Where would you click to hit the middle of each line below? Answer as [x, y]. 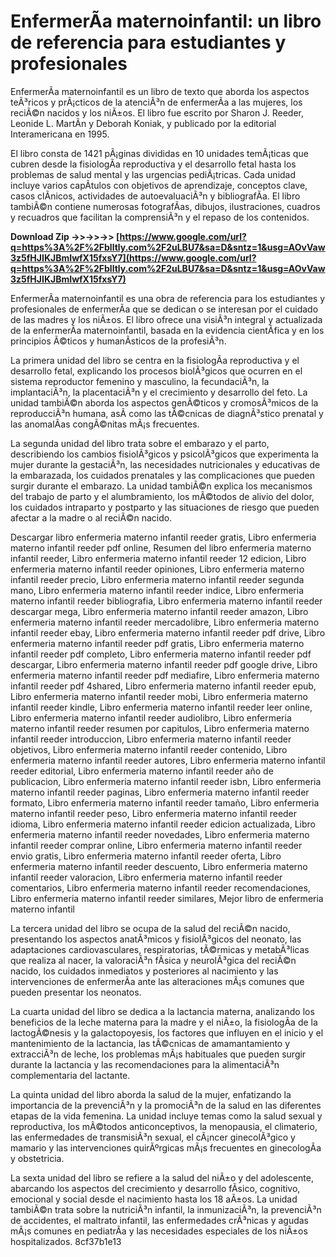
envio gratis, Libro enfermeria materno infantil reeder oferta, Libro [146, 856]
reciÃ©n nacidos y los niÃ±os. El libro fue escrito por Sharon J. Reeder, [157, 112]
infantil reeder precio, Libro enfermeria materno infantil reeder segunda [157, 579]
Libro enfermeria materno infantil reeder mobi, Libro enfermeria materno [159, 696]
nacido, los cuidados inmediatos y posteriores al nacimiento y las [144, 971]
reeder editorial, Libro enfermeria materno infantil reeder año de [142, 771]
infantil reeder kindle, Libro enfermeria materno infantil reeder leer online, [161, 707]
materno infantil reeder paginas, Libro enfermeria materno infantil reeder [160, 792]
